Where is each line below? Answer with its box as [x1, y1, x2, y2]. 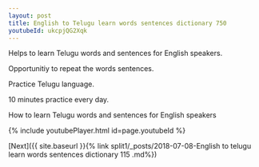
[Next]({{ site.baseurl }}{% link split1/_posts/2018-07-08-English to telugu [8, 141, 252, 151]
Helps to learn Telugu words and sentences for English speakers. [8, 49, 223, 58]
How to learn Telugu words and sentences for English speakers [8, 110, 217, 120]
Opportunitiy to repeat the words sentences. [8, 64, 154, 74]
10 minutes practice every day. [8, 95, 110, 105]
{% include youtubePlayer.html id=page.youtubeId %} [8, 125, 186, 136]
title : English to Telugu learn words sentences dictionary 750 [8, 19, 227, 27]
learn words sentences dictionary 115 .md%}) [8, 149, 157, 160]
